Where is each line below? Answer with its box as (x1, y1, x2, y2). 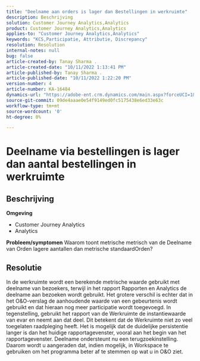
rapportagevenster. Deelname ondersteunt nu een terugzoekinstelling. (6, 335, 179, 343)
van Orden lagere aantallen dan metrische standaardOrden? (6, 245, 153, 253)
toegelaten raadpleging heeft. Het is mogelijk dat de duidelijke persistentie (6, 323, 189, 330)
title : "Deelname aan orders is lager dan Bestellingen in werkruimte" (6, 8, 187, 15)
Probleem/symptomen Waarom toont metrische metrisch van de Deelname (6, 239, 192, 246)
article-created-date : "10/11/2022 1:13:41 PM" (6, 64, 127, 70)
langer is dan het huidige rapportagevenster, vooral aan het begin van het (6, 329, 186, 337)
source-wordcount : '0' (6, 108, 62, 114)
